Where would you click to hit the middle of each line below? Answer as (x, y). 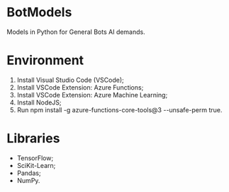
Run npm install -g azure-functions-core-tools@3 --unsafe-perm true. (119, 109)
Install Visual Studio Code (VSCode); (71, 80)
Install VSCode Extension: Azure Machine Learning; (92, 95)
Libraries (33, 139)
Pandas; (29, 173)
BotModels (39, 12)
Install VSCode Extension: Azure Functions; (80, 87)
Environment (45, 60)
